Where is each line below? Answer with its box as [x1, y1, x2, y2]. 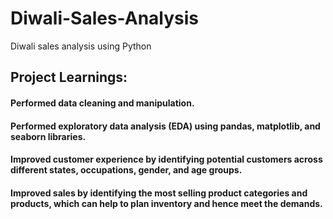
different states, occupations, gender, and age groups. [10, 164, 243, 176]
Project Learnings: [10, 69, 128, 86]
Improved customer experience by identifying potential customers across [10, 153, 323, 166]
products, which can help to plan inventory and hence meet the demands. [10, 197, 323, 209]
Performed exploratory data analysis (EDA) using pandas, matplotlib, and [10, 120, 321, 132]
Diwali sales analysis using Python [10, 40, 152, 52]
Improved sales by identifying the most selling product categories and [10, 187, 308, 199]
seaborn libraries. [10, 130, 87, 142]
